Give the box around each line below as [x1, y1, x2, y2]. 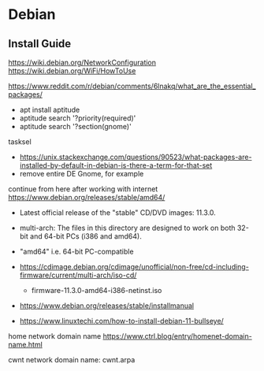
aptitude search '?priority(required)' [19, 113, 136, 123]
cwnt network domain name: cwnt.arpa [8, 355, 136, 364]
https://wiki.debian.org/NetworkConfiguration [8, 58, 156, 67]
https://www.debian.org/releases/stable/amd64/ [8, 193, 165, 202]
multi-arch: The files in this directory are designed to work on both [19, 223, 236, 232]
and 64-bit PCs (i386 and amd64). [30, 232, 142, 241]
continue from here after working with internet [8, 184, 158, 194]
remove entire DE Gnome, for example [19, 169, 144, 178]
